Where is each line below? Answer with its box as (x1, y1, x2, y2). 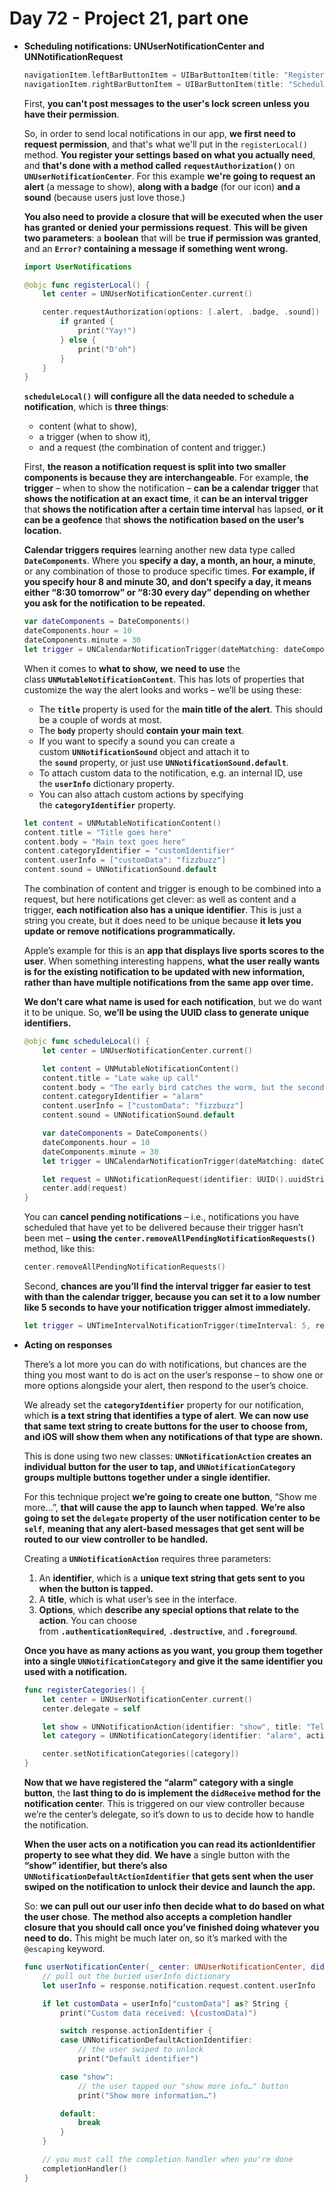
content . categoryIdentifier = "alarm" (42, 1092, 204, 1102)
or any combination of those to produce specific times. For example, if (23, 565, 316, 577)
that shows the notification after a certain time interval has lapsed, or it (23, 503, 324, 516)
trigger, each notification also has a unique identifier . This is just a (23, 904, 302, 916)
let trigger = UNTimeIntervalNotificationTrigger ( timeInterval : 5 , (23, 1321, 312, 1331)
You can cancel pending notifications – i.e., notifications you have (23, 1211, 300, 1223)
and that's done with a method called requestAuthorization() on (23, 159, 296, 171)
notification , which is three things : (23, 401, 169, 413)
